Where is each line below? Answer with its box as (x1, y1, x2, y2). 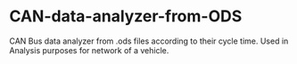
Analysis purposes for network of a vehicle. (9, 44, 169, 55)
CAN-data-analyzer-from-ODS (9, 6, 243, 27)
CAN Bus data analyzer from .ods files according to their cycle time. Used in (9, 36, 289, 46)
